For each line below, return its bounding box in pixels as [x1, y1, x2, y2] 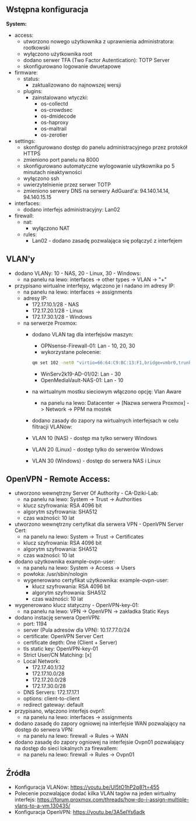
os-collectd [40, 100, 68, 107]
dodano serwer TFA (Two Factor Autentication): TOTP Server [23, 56, 170, 63]
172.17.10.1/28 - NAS [32, 301, 79, 308]
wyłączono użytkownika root [23, 50, 92, 57]
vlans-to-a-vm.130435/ [14, 802, 71, 809]
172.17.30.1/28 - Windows [32, 313, 92, 320]
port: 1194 [23, 621, 47, 628]
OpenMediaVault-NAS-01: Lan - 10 [40, 376, 124, 383]
